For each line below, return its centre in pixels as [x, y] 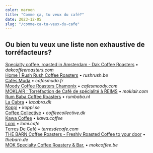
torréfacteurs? [28, 52]
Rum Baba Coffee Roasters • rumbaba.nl [48, 97]
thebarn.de [17, 140]
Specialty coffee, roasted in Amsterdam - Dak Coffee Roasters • [72, 65]
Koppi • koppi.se [23, 108]
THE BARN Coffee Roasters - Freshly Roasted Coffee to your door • [75, 134]
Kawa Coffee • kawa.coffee [34, 118]
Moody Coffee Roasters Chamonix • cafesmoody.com [61, 86]
